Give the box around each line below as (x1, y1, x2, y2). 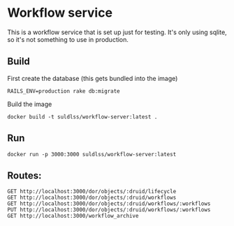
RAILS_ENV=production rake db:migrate (7, 87, 120, 95)
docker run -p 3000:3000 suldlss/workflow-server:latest (7, 151, 177, 158)
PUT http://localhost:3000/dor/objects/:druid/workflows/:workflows (7, 206, 211, 213)
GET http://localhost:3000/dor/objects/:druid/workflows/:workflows (7, 200, 211, 207)
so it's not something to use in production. (7, 35, 129, 43)
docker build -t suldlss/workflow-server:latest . (7, 113, 158, 120)
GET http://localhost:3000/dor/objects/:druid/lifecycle (7, 188, 177, 195)
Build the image (7, 100, 52, 108)
